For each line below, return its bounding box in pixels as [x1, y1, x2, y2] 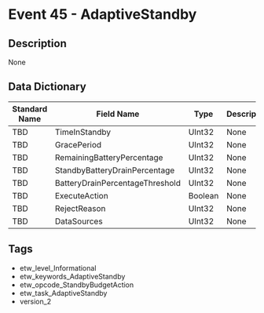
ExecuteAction [54, 190, 108, 201]
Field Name [96, 108, 140, 119]
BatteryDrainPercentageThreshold [54, 177, 181, 188]
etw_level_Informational [19, 263, 97, 272]
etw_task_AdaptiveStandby [19, 288, 108, 297]
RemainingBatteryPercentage [54, 151, 163, 162]
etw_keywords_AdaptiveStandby [19, 271, 126, 281]
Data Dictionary [8, 80, 86, 93]
